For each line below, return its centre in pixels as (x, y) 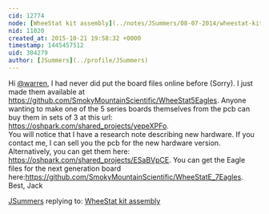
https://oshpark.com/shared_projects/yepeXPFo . (89, 126)
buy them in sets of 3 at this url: (61, 117)
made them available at (47, 91)
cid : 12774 (26, 16)
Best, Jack (26, 185)
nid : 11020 (26, 30)
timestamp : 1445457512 (46, 46)
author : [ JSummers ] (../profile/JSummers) (78, 61)
